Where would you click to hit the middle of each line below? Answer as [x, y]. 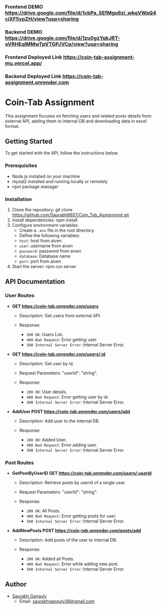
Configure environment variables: [45, 225]
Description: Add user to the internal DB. [59, 421]
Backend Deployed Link [33, 76]
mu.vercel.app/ [23, 63]
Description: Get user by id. [46, 363]
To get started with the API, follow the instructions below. [62, 153]
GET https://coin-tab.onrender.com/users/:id [59, 354]
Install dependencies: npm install [45, 220]
